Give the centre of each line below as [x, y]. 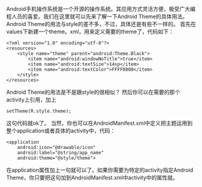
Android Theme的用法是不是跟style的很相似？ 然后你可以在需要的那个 [93, 92]
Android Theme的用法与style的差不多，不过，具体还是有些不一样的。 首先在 [101, 24]
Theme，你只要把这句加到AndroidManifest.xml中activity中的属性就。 [92, 178]
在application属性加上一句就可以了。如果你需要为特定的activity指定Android [100, 170]
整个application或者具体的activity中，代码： [61, 131]
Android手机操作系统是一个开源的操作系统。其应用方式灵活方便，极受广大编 [101, 9]
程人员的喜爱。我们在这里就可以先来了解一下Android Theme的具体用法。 [97, 16]
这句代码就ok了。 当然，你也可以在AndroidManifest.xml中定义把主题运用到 [99, 123]
